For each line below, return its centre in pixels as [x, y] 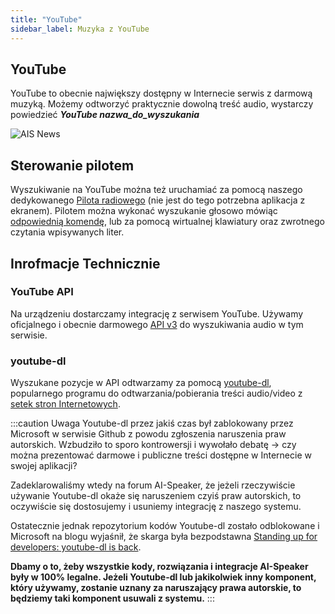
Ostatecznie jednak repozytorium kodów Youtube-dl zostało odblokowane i [165, 526]
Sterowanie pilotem [72, 165]
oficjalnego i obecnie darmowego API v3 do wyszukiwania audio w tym [157, 324]
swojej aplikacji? [44, 466]
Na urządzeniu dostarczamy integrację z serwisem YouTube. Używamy [157, 313]
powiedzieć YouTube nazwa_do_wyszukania [105, 115]
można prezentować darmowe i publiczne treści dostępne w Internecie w [161, 455]
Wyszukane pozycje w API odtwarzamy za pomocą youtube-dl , [141, 383]
